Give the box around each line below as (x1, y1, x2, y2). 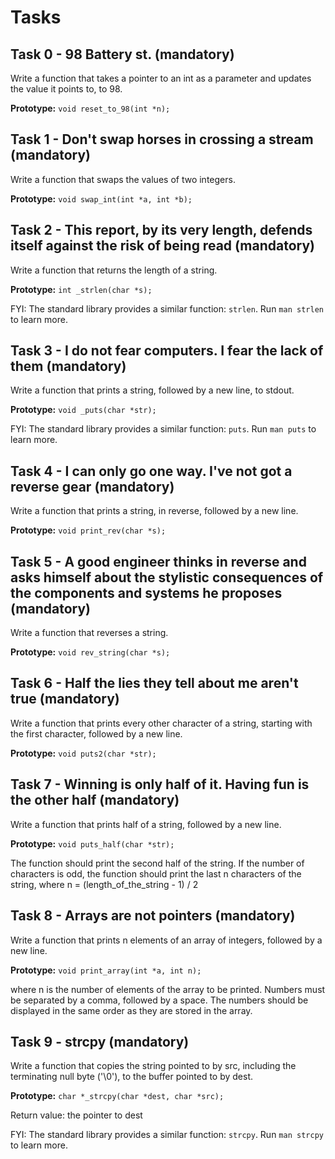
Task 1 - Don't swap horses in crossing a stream (10, 131, 314, 148)
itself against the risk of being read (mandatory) (10, 237, 315, 255)
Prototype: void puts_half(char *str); (10, 837, 175, 850)
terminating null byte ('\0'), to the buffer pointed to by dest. (10, 1071, 254, 1083)
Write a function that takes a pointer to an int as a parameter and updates (10, 72, 312, 84)
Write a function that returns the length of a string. (10, 264, 218, 276)
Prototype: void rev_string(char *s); (10, 646, 171, 658)
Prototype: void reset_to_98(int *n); (10, 102, 171, 114)
